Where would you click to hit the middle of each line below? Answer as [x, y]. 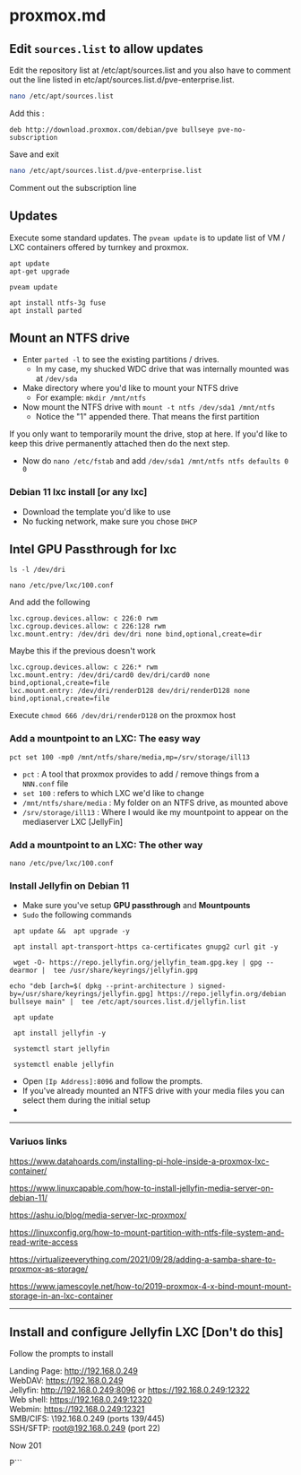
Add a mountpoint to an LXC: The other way [106, 845]
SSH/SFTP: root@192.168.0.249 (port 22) [85, 1428]
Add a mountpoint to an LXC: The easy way [105, 739]
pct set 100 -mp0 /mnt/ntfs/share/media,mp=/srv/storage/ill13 [130, 757]
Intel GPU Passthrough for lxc [93, 549]
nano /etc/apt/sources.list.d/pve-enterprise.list [106, 170]
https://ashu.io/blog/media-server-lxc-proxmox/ [98, 1215]
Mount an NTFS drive [69, 338]
